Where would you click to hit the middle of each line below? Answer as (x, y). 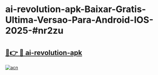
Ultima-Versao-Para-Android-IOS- (80, 20)
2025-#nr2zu (34, 31)
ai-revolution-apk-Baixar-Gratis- (76, 9)
